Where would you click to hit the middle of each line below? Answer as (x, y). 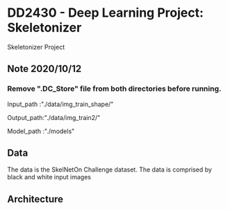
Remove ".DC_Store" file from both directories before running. (114, 89)
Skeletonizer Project (36, 47)
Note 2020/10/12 (44, 69)
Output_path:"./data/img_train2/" (54, 117)
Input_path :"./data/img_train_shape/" (60, 104)
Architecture (35, 199)
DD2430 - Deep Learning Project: (105, 13)
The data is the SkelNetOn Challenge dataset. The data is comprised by (109, 170)
